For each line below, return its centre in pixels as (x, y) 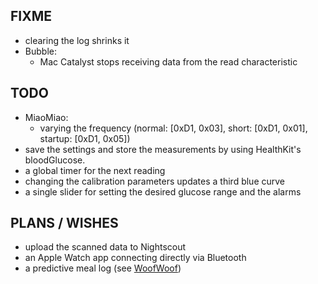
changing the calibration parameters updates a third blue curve (154, 181)
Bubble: (40, 51)
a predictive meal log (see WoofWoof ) (103, 268)
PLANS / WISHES (64, 223)
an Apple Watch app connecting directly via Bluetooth (135, 258)
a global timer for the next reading (95, 170)
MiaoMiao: (46, 117)
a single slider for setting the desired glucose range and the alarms (163, 191)
